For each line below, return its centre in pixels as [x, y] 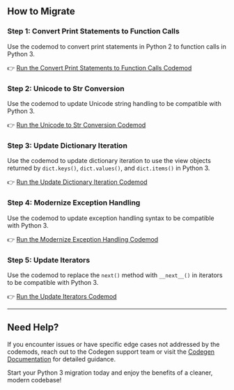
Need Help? [33, 328]
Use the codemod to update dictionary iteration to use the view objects [109, 161]
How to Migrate [41, 11]
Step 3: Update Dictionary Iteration [67, 146]
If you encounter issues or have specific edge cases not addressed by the [114, 344]
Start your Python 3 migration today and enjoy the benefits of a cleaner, [110, 373]
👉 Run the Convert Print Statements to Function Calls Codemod [100, 68]
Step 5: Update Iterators [49, 260]
